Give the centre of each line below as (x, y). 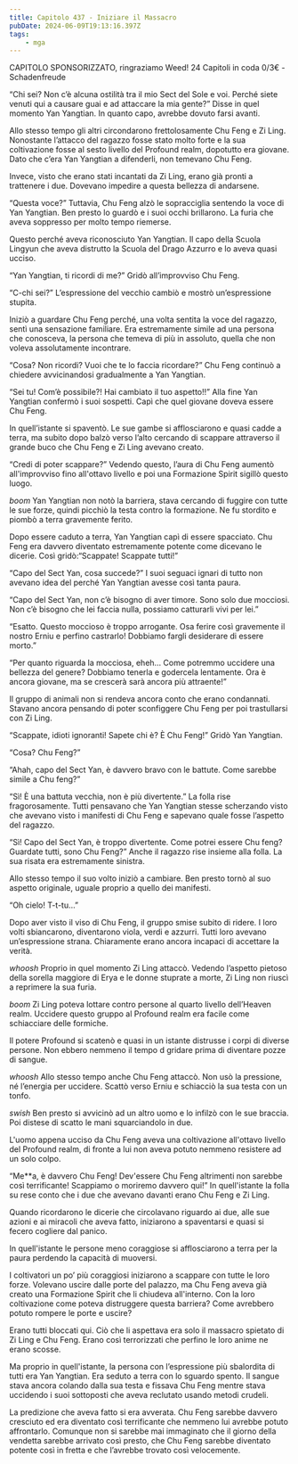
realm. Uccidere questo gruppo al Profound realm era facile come (129, 1014)
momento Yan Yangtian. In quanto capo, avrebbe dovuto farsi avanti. (135, 113)
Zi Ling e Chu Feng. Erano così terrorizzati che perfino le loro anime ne (139, 1340)
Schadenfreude (38, 78)
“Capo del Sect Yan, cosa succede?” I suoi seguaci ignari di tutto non (136, 573)
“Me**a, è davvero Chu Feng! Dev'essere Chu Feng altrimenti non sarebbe (146, 1176)
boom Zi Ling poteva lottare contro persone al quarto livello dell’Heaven (140, 1005)
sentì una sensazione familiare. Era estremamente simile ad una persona (142, 329)
